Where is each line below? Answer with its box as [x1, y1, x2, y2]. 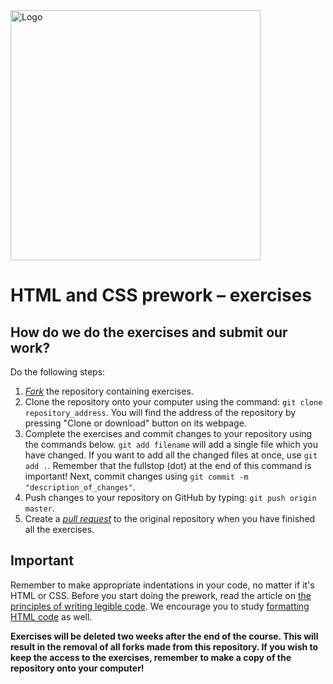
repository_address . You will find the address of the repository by [24, 407, 297, 418]
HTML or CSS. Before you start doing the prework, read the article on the [10, 589, 312, 601]
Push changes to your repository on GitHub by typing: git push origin [24, 492, 317, 503]
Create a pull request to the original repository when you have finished [24, 513, 316, 524]
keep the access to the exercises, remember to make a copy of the [10, 651, 292, 663]
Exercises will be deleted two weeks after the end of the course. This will [10, 630, 319, 642]
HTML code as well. [10, 610, 93, 623]
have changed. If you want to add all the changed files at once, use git [24, 449, 318, 461]
